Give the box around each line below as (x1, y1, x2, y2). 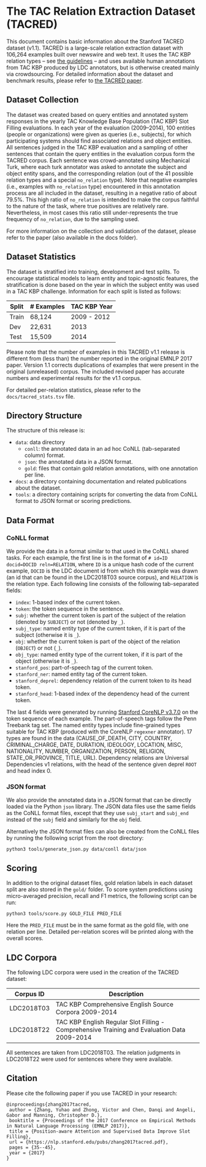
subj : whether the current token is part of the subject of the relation (15, 612, 186, 619)
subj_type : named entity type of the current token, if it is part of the (15, 625, 186, 632)
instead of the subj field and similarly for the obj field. (6, 816, 142, 824)
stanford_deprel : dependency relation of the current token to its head (15, 677, 192, 684)
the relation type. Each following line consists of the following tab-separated (6, 580, 199, 588)
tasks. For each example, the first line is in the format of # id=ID (6, 554, 168, 561)
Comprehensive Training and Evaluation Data (55, 1025, 186, 1034)
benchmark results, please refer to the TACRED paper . (6, 77, 143, 84)
